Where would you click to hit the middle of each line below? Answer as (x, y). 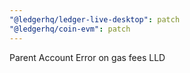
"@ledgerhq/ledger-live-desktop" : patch (95, 19)
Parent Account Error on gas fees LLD (87, 57)
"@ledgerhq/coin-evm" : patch (70, 29)
